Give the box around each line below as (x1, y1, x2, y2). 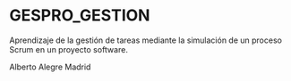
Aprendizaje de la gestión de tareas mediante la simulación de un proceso (9, 35, 282, 45)
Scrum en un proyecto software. (9, 44, 128, 54)
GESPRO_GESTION (9, 5, 150, 26)
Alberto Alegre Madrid (9, 61, 91, 72)
